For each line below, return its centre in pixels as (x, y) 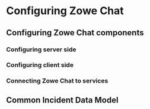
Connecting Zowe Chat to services (57, 81)
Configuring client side (40, 65)
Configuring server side (41, 49)
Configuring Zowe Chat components (75, 33)
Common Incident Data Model (62, 100)
